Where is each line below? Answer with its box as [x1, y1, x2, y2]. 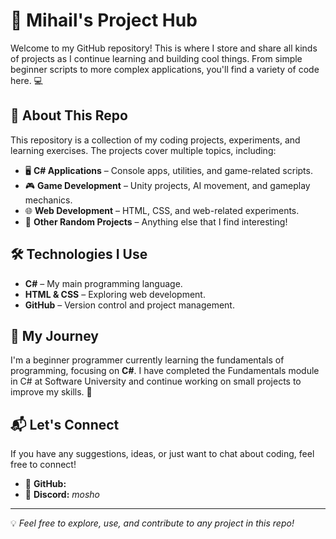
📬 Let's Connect [10, 416, 120, 433]
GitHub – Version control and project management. [24, 299, 235, 311]
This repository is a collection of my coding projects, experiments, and [10, 134, 301, 146]
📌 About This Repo [10, 107, 128, 124]
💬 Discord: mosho [24, 489, 101, 501]
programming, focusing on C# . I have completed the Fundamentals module [10, 365, 320, 377]
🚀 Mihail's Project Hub [10, 9, 198, 32]
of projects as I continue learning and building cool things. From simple [10, 52, 303, 64]
